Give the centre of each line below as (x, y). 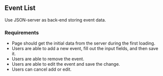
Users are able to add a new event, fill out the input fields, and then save (85, 49)
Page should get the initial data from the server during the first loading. (83, 43)
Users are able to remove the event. (48, 59)
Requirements (22, 32)
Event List (20, 8)
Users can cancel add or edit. (41, 69)
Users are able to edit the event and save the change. (66, 64)
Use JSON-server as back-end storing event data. (55, 20)
